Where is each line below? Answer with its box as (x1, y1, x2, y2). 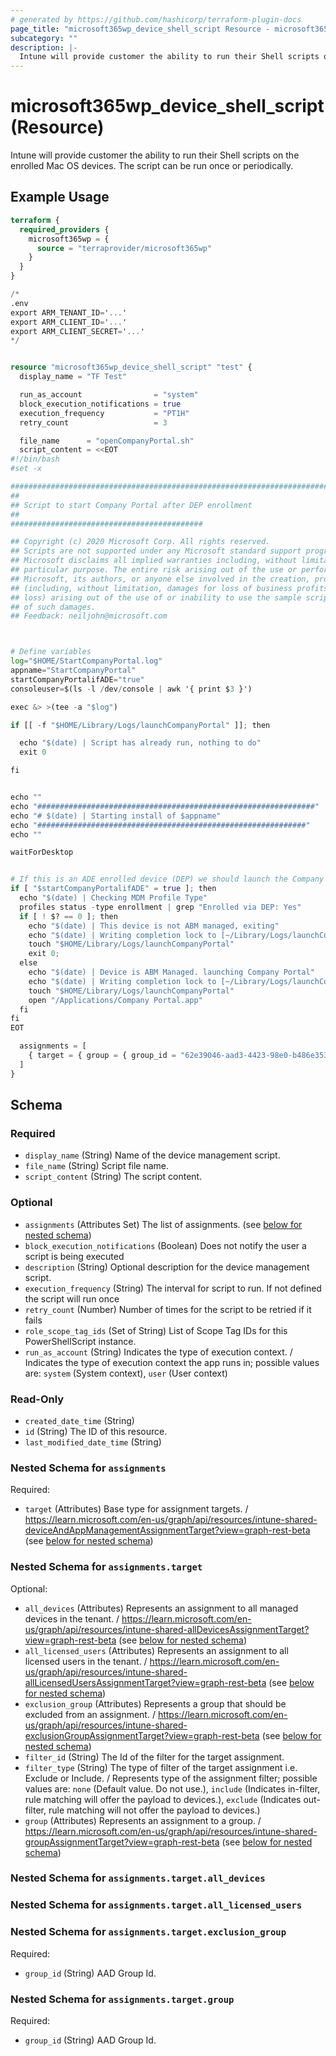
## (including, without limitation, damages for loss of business (10, 583, 293, 593)
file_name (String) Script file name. (24, 1160, 170, 1172)
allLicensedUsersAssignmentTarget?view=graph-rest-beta (24, 1676, 267, 1688)
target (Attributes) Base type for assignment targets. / (24, 1503, 249, 1515)
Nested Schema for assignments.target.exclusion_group (10, 1925, 287, 1939)
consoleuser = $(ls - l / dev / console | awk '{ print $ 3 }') (10, 684, 253, 694)
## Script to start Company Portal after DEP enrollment (10, 500, 253, 510)
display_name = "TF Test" (19, 372, 128, 382)
